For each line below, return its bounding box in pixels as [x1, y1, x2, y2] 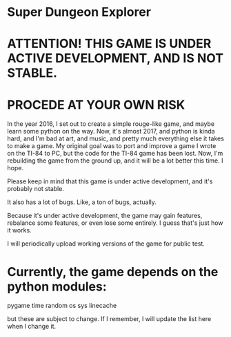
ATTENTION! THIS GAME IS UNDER [7, 36, 212, 52]
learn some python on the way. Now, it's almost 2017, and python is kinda [7, 127, 215, 136]
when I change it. [7, 322, 57, 331]
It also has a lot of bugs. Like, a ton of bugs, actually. [7, 198, 157, 206]
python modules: [7, 278, 107, 294]
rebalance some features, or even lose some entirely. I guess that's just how [7, 219, 223, 227]
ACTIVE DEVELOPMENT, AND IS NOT [7, 51, 224, 66]
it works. [7, 226, 32, 235]
